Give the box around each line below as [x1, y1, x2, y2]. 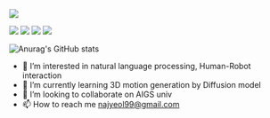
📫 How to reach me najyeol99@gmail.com [21, 99, 180, 109]
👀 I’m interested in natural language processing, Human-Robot [21, 61, 251, 71]
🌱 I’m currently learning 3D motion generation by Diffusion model [21, 80, 261, 90]
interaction [21, 70, 62, 81]
